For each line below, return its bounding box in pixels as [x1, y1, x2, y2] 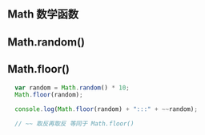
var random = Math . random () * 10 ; [14, 83, 130, 92]
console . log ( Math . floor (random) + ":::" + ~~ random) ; [14, 105, 198, 113]
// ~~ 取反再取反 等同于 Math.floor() [14, 120, 135, 128]
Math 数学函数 [7, 7, 79, 22]
